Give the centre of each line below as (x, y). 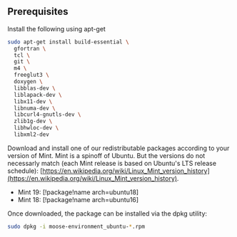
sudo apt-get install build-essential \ (69, 42)
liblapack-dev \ (38, 95)
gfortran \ (30, 48)
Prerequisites (38, 12)
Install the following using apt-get (56, 28)
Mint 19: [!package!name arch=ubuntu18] (78, 192)
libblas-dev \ (35, 88)
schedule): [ (25, 171)
